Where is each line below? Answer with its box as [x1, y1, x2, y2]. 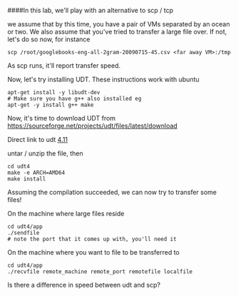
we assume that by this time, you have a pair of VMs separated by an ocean [7, 20, 230, 28]
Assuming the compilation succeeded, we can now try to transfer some [7, 188, 217, 196]
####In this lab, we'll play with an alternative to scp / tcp [7, 6, 174, 14]
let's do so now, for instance [7, 35, 90, 44]
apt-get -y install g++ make [7, 101, 94, 108]
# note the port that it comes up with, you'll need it [7, 235, 177, 243]
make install [7, 175, 46, 183]
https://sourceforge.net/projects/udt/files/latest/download [7, 121, 178, 130]
